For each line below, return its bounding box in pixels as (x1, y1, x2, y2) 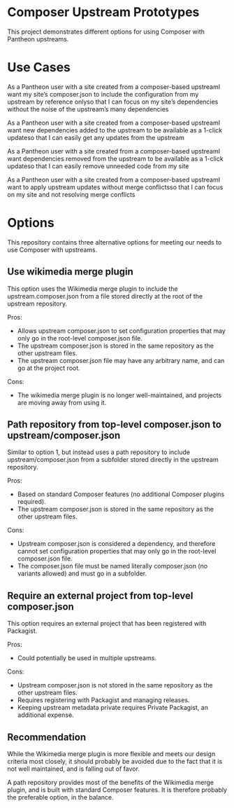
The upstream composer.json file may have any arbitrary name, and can (17, 356, 225, 364)
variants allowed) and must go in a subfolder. (17, 569, 147, 578)
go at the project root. (17, 364, 80, 372)
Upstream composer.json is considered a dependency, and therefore (17, 540, 216, 548)
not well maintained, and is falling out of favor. (7, 765, 140, 773)
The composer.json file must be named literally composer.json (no (17, 562, 208, 570)
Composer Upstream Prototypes (7, 4, 200, 20)
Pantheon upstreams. (7, 34, 69, 43)
